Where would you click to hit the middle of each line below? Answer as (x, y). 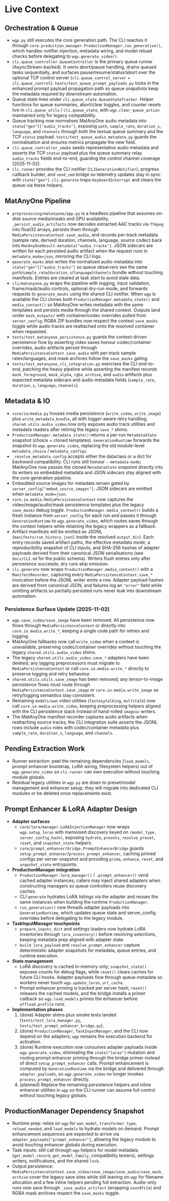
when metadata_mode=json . (39, 494)
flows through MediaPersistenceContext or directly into (69, 625)
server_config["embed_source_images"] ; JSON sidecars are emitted (82, 488)
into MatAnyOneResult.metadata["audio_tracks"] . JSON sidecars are (82, 245)
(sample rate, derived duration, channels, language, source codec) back (87, 240)
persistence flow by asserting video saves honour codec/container (81, 342)
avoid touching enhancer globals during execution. (65, 1145)
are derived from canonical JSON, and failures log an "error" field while (87, 585)
